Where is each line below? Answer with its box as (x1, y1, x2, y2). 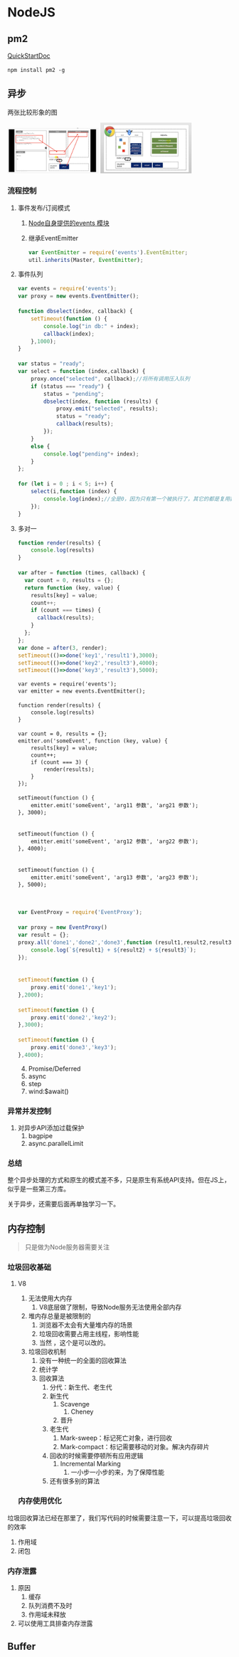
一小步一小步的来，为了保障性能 (70, 1468, 165, 1476)
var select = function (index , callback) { (17, 368, 146, 375)
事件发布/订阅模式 (17, 204, 70, 212)
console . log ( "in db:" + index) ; (43, 322, 139, 330)
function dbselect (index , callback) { (17, 307, 133, 315)
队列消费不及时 (28, 1601, 73, 1610)
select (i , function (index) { (31, 488, 117, 495)
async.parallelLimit (28, 1140, 84, 1148)
